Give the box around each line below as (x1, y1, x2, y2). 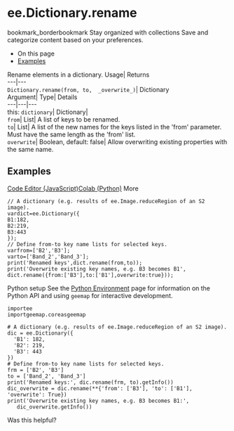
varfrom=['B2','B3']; (7, 247, 71, 254)
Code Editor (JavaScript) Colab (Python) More (7, 184, 139, 193)
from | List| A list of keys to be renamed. (7, 115, 121, 124)
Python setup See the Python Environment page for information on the (7, 283, 211, 292)
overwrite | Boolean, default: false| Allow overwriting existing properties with (7, 137, 228, 146)
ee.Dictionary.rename (7, 5, 137, 21)
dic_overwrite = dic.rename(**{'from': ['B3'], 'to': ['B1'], (7, 385, 193, 392)
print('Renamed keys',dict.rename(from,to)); (7, 259, 142, 266)
